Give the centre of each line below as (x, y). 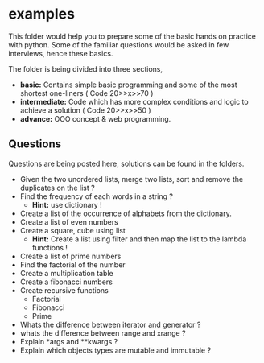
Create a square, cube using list (73, 230)
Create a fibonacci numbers (66, 282)
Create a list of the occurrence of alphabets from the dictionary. (126, 213)
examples (41, 14)
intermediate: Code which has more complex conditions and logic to (134, 101)
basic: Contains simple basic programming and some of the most (128, 85)
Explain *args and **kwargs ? (69, 341)
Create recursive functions (64, 290)
